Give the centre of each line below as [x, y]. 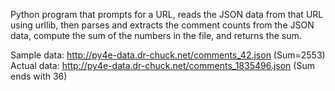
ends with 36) [39, 76]
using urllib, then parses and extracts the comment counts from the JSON [162, 25]
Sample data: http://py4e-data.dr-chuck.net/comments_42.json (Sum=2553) [168, 55]
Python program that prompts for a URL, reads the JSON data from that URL [167, 14]
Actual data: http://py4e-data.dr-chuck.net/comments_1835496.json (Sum [162, 65]
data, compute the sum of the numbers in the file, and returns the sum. [156, 35]
